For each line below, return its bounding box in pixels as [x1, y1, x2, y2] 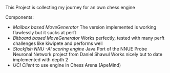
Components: [5, 14, 34, 20]
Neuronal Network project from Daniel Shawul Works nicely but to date [12, 51, 163, 57]
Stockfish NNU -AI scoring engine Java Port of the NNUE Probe [12, 46, 147, 52]
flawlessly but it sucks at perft [12, 30, 77, 35]
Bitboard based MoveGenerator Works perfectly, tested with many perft [12, 35, 165, 41]
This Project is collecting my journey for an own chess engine [5, 5, 135, 10]
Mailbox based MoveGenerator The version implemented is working [12, 24, 157, 30]
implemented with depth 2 [12, 57, 68, 63]
